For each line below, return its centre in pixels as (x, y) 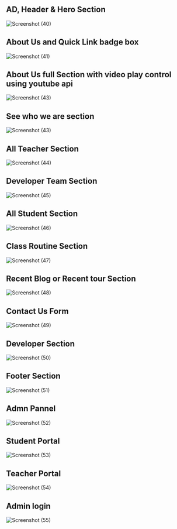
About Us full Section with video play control (89, 75)
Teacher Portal (34, 473)
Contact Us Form (37, 311)
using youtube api (39, 84)
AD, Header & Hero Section (56, 10)
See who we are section (50, 116)
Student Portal (33, 441)
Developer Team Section (52, 181)
